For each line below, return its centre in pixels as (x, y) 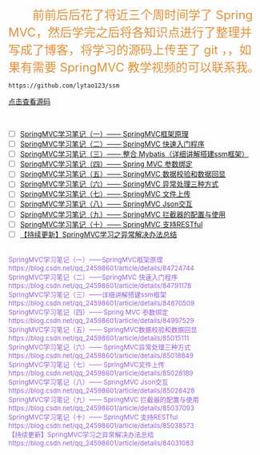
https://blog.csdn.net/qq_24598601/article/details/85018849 (101, 355)
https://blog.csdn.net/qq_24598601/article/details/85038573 (101, 425)
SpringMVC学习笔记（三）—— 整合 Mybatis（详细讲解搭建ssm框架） (134, 154)
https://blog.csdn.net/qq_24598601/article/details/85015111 (99, 338)
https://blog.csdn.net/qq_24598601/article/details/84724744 (101, 268)
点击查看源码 (29, 102)
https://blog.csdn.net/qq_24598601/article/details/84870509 (102, 303)
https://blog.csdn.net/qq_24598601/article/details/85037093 (101, 408)
